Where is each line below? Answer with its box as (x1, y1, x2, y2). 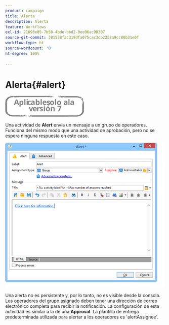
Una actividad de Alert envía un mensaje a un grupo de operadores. (5, 122, 147, 128)
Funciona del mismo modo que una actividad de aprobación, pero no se (5, 127, 155, 134)
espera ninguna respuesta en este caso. (5, 133, 89, 139)
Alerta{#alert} (5, 79, 66, 90)
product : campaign (5, 8, 44, 13)
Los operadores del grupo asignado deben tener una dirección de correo (5, 298, 158, 304)
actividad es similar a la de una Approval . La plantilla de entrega (5, 308, 139, 314)
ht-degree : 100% (5, 51, 39, 56)
